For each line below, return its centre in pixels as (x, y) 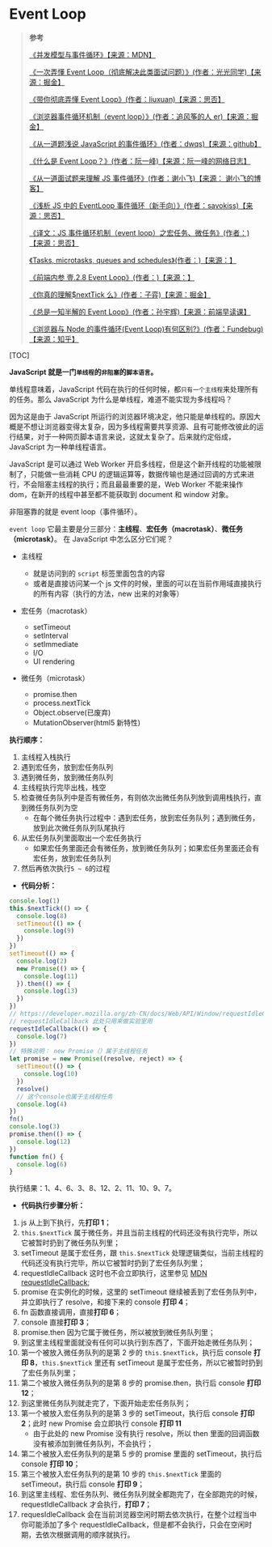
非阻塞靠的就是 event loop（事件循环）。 (75, 512)
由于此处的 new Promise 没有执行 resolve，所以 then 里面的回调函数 (146, 1434)
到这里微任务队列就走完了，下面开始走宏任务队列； (106, 1403)
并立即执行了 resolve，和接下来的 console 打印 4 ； (105, 1302)
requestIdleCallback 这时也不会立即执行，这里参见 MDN (114, 1273)
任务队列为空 (56, 807)
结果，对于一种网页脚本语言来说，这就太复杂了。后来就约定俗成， (126, 436)
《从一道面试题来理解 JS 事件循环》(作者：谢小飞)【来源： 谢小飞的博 (145, 178)
